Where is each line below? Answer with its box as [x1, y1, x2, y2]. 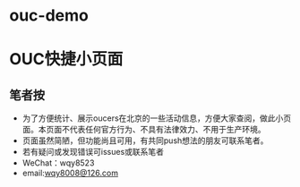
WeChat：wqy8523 [21, 157, 95, 168]
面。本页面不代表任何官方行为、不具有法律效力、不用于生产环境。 [21, 124, 266, 135]
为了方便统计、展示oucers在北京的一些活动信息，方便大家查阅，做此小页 [21, 113, 292, 123]
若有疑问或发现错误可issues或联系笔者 [21, 147, 164, 157]
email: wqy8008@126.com [21, 167, 119, 179]
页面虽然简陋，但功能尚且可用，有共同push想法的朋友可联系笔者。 [21, 135, 269, 146]
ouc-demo [9, 5, 90, 26]
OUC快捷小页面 [9, 49, 124, 70]
